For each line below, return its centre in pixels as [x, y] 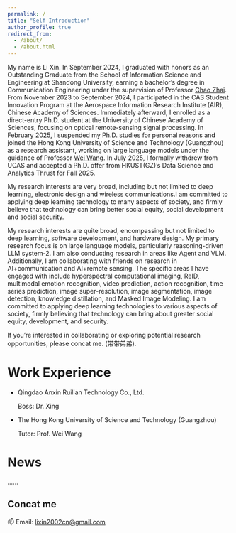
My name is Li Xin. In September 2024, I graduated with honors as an [108, 67]
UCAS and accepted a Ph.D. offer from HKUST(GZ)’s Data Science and [111, 165]
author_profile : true [39, 27]
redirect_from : [30, 34]
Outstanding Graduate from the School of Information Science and [104, 75]
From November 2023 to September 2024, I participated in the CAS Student [118, 97]
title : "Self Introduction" [49, 21]
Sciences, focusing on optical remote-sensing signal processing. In [106, 128]
